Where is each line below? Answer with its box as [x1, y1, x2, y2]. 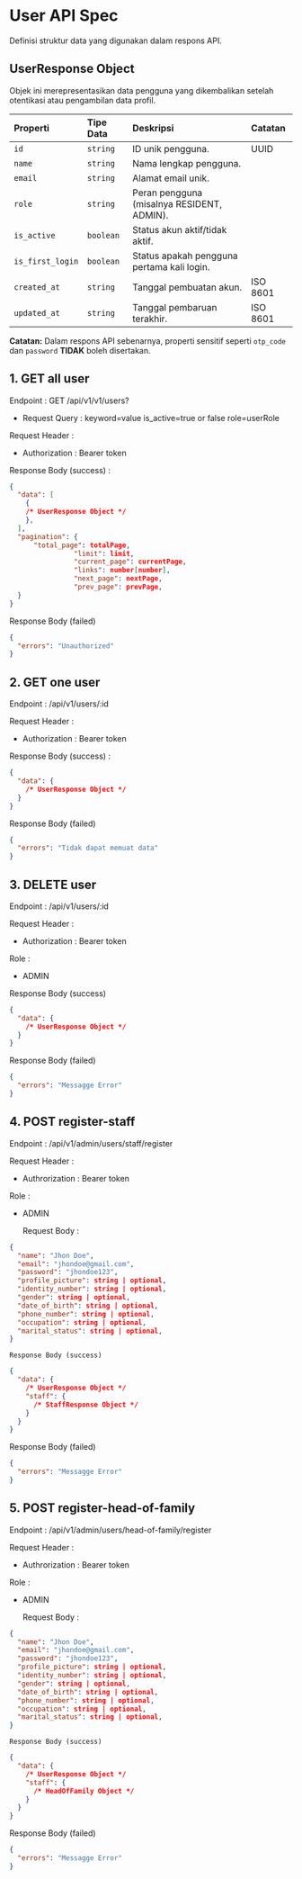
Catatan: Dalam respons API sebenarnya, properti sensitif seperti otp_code [9, 335, 286, 346]
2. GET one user [9, 674, 101, 689]
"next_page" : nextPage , [73, 574, 164, 583]
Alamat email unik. [132, 172, 209, 184]
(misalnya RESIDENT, [132, 197, 223, 210]
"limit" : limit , [73, 549, 135, 558]
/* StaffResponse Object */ [32, 1400, 139, 1409]
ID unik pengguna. [132, 142, 209, 155]
